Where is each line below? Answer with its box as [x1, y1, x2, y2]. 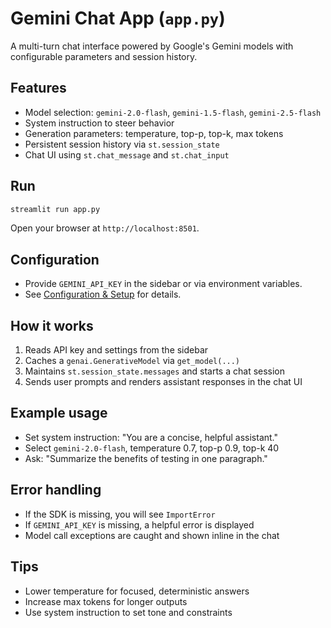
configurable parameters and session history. [10, 50, 198, 62]
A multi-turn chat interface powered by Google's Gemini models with [10, 40, 294, 52]
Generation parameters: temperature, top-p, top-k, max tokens [24, 127, 284, 139]
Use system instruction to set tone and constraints [24, 606, 233, 618]
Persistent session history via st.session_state [24, 138, 220, 150]
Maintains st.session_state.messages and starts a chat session [24, 365, 286, 377]
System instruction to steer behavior [24, 117, 175, 129]
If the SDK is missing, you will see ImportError [24, 508, 216, 520]
